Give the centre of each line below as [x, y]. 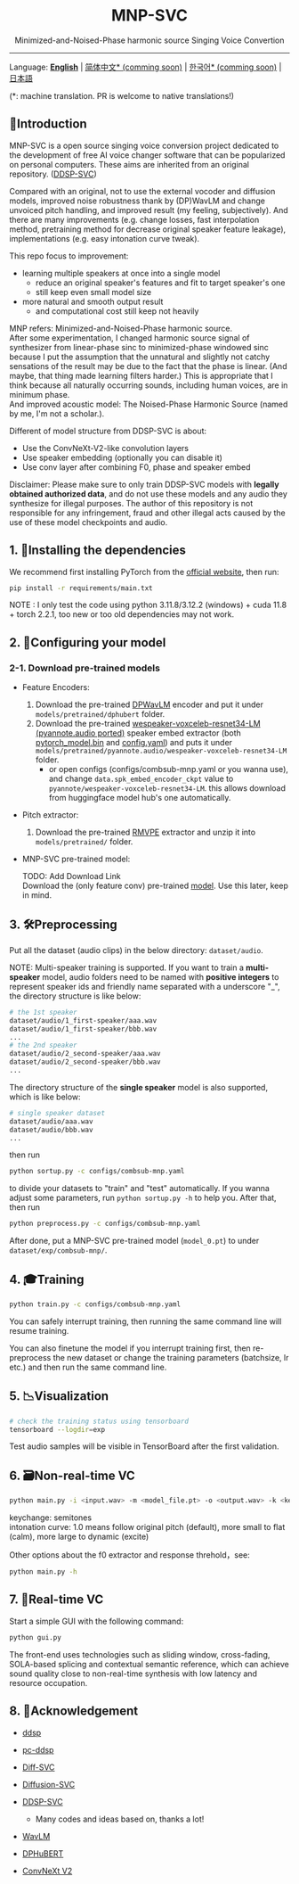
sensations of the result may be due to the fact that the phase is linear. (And [148, 366]
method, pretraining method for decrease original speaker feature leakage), [148, 229]
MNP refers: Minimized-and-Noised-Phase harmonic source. [121, 328]
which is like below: [45, 1097]
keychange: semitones [50, 1518]
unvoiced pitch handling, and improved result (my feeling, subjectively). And [149, 210]
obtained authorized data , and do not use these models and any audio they [148, 494]
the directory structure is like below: [75, 996]
